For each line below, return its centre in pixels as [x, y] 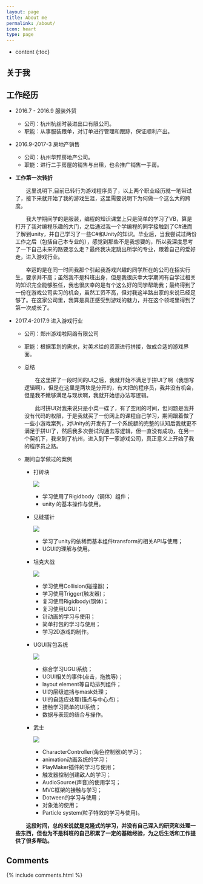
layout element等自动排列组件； [82, 684]
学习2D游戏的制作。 [67, 632]
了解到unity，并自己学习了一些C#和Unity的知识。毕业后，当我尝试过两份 [106, 234]
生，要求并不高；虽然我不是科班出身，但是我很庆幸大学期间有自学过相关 [105, 277]
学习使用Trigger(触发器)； [75, 594]
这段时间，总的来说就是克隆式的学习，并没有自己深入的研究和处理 [108, 826]
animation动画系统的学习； [76, 760]
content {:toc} [32, 52]
